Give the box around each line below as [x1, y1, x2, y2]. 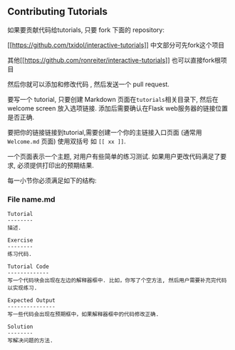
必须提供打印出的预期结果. [16, 160, 95, 170]
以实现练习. [7, 284, 38, 292]
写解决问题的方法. [7, 337, 53, 344]
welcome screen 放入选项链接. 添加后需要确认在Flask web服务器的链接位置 [7, 103, 228, 113]
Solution [7, 324, 33, 331]
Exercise [7, 237, 33, 245]
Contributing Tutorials [7, 6, 108, 18]
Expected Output [7, 297, 56, 304]
